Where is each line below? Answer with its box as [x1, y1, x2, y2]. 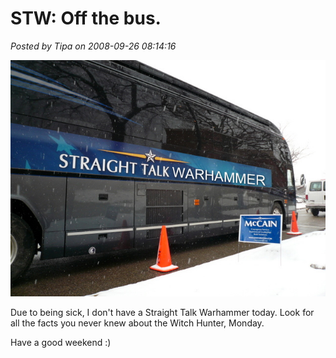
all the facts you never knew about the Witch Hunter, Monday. [10, 317, 265, 329]
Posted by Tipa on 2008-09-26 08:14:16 [10, 40, 177, 52]
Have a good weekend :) [10, 336, 112, 348]
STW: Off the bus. [10, 7, 162, 30]
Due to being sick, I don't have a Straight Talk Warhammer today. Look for [10, 306, 315, 318]
